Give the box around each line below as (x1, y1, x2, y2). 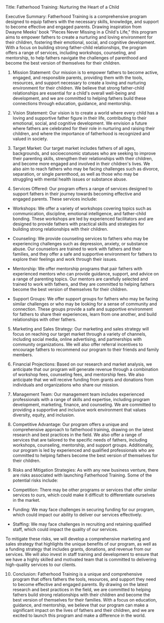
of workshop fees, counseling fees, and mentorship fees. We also (12, 372, 145, 377)
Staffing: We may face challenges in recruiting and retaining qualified (12, 521, 151, 527)
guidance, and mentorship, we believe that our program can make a (12, 602, 149, 608)
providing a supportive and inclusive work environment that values (12, 407, 146, 413)
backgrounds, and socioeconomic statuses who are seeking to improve (12, 150, 156, 156)
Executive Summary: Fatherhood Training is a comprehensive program (5, 14, 147, 19)
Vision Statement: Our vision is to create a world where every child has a (12, 110, 159, 116)
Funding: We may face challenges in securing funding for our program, (12, 507, 155, 513)
